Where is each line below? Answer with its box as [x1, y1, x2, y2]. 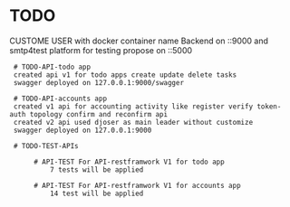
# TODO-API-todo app [13, 62, 92, 71]
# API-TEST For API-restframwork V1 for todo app [33, 157, 225, 166]
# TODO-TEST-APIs [13, 141, 79, 150]
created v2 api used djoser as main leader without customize [13, 118, 254, 127]
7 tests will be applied [49, 165, 144, 174]
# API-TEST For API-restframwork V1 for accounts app [33, 181, 242, 190]
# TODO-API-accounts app [13, 94, 107, 103]
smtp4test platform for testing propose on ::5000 [9, 44, 193, 55]
